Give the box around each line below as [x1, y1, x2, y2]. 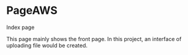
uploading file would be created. [6, 42, 88, 49]
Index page [6, 24, 35, 31]
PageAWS [6, 4, 58, 18]
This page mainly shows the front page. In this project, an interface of [6, 35, 182, 42]
